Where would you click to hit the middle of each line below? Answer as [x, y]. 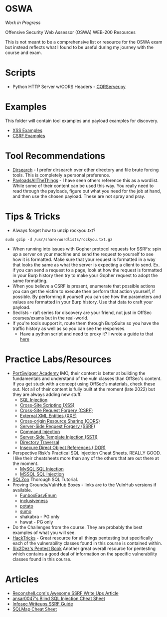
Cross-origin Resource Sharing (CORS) [60, 421]
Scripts [20, 73]
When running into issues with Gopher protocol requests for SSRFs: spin [87, 248]
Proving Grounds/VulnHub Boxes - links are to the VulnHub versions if [84, 484]
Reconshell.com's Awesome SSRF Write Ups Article [65, 593]
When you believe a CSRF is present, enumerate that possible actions [84, 286]
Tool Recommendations [55, 156]
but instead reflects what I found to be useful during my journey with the [79, 47]
